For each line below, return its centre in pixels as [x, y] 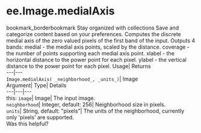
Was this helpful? [28, 123]
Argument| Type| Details [36, 85]
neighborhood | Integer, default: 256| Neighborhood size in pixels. [86, 104]
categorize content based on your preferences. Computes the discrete [94, 34]
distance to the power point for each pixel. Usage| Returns [79, 66]
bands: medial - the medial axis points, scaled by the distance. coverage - [98, 47]
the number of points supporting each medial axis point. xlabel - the [90, 53]
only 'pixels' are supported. [40, 117]
